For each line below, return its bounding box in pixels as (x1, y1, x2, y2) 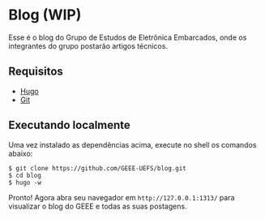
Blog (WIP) (8, 6, 82, 24)
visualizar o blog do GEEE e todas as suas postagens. (8, 201, 188, 211)
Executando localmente (8, 118, 131, 132)
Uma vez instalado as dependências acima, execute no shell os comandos (8, 140, 257, 149)
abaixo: (8, 148, 33, 158)
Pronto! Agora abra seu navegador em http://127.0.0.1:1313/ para (8, 192, 235, 202)
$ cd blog (8, 171, 42, 179)
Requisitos (8, 65, 63, 79)
